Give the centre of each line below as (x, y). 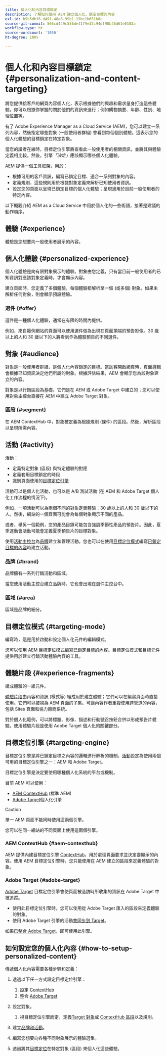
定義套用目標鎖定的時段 (36, 474)
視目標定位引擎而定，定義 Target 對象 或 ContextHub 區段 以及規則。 (88, 1017)
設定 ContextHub (37, 990)
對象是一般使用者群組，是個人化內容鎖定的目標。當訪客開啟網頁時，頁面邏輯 (83, 367)
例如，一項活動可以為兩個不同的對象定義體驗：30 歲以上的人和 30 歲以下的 (82, 508)
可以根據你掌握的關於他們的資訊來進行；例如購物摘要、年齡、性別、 (87, 109)
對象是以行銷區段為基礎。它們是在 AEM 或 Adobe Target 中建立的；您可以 (80, 389)
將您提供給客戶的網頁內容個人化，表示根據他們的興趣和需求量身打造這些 (79, 103)
